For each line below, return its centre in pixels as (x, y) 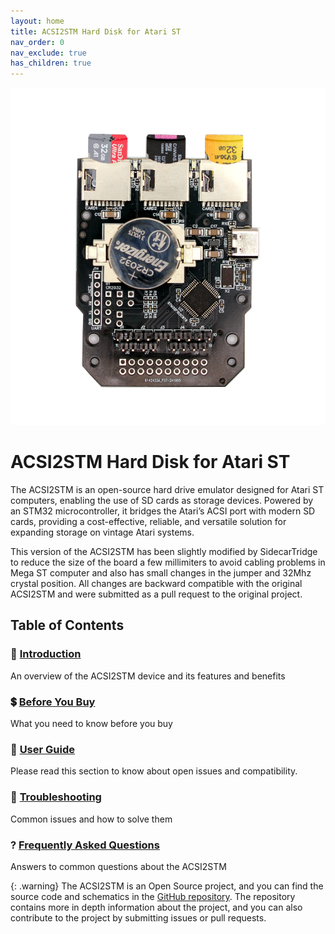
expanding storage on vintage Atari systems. (102, 532)
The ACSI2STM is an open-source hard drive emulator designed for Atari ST (167, 490)
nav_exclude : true (48, 53)
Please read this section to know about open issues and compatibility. (154, 771)
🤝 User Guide (42, 749)
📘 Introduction (46, 654)
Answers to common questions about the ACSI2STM (118, 866)
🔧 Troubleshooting (56, 797)
